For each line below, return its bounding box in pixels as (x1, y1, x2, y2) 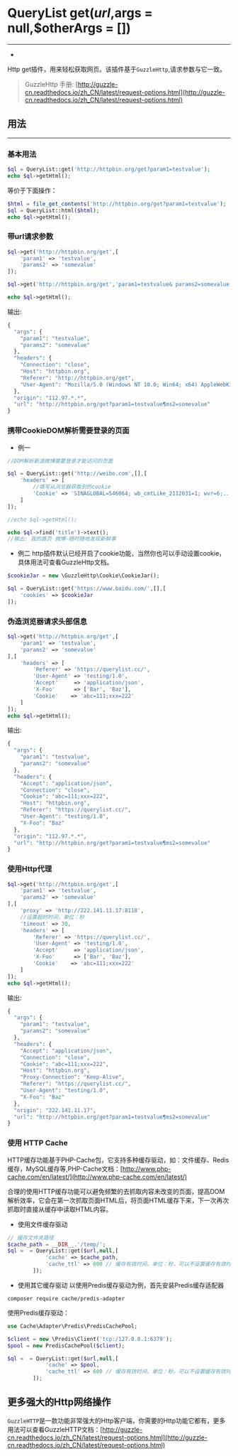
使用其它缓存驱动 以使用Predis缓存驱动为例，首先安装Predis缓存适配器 (17, 1280, 225, 1289)
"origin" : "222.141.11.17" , (13, 1106, 97, 1113)
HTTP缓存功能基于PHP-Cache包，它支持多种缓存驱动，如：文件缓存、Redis (7, 1155, 229, 1164)
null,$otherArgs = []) (7, 20, 131, 36)
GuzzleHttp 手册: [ (24, 80, 78, 88)
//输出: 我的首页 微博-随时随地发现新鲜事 (7, 535, 117, 543)
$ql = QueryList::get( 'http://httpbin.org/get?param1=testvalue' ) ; (7, 166, 211, 173)
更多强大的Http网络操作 (7, 1396, 111, 1408)
